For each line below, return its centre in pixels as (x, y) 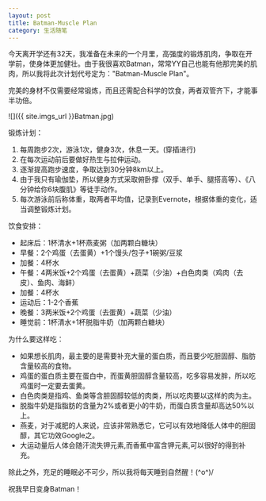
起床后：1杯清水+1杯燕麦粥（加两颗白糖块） (91, 243)
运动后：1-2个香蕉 (49, 303)
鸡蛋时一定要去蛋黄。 (54, 386)
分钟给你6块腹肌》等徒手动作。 (70, 189)
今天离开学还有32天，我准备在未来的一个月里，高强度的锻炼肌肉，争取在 (127, 54)
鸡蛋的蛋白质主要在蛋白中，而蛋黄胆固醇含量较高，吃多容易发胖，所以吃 (137, 376)
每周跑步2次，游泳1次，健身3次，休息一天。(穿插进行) (108, 150)
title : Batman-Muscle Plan (53, 23)
